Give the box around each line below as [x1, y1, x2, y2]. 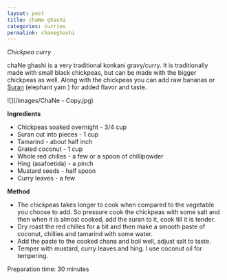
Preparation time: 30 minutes [7, 265, 89, 273]
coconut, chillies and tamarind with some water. [17, 230, 153, 238]
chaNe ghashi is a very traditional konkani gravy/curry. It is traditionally [7, 61, 208, 69]
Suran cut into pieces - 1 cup [17, 130, 99, 139]
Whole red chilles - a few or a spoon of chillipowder [17, 152, 164, 161]
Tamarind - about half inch [17, 138, 93, 146]
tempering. [17, 252, 49, 260]
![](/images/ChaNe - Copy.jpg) [7, 97, 94, 105]
